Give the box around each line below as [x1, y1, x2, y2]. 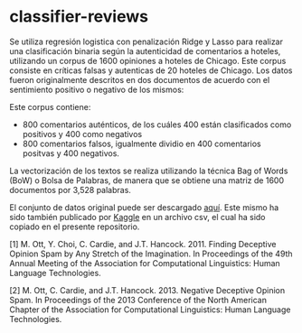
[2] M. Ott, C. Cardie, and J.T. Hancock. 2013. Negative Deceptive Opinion [9, 284, 286, 295]
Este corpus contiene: [9, 101, 91, 112]
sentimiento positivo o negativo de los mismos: [9, 84, 184, 95]
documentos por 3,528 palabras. [9, 184, 131, 195]
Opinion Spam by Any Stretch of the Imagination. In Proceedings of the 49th [9, 248, 293, 259]
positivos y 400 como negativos [22, 128, 143, 139]
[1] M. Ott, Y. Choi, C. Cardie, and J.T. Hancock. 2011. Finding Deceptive [9, 238, 277, 249]
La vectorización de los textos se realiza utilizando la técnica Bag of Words [9, 165, 288, 176]
